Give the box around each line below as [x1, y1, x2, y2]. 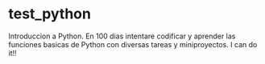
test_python [8, 5, 91, 23]
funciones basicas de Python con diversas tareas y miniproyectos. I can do [8, 39, 258, 49]
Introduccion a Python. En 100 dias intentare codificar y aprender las [8, 31, 236, 41]
